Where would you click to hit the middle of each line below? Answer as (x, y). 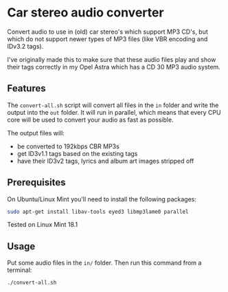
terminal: (20, 270)
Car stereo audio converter (85, 13)
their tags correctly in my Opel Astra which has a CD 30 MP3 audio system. (114, 67)
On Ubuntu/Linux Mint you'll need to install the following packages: (102, 199)
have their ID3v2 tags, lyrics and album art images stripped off (105, 161)
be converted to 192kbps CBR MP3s (68, 146)
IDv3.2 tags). (25, 46)
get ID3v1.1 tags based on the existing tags (77, 153)
